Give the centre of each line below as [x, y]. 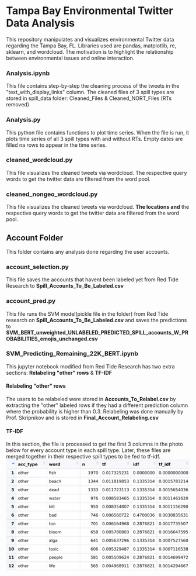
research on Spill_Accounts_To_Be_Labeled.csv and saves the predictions [97, 320]
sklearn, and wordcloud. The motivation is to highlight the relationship [90, 51]
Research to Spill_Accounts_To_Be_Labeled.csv [65, 286]
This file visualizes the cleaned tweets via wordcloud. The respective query [97, 173]
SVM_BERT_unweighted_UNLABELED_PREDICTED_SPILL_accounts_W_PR [97, 332]
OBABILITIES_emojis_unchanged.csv [52, 339]
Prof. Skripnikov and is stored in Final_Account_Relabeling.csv [82, 418]
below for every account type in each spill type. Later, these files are [88, 450]
